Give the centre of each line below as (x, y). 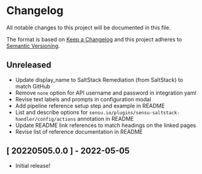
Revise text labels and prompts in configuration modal (83, 99)
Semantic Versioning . (33, 46)
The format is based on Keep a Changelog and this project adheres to (94, 39)
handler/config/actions (46, 119)
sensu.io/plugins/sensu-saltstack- (134, 113)
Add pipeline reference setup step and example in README (90, 106)
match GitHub (33, 86)
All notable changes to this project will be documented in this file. (89, 27)
